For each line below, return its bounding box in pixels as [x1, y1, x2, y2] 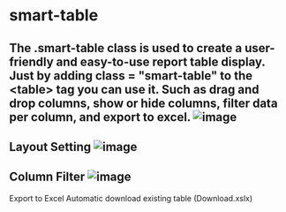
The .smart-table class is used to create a [9, 41, 243, 56]
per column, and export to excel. [9, 110, 192, 125]
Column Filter [9, 170, 86, 185]
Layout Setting [9, 139, 92, 155]
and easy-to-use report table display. [56, 54, 266, 69]
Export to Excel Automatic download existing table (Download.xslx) [9, 193, 253, 203]
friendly [9, 54, 55, 69]
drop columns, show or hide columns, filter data [9, 95, 278, 110]
